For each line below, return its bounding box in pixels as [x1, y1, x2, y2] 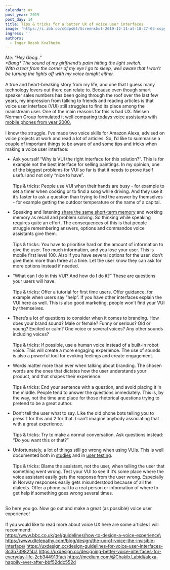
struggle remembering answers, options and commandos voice [12, 225, 145, 231]
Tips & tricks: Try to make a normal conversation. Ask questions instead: [12, 431, 163, 438]
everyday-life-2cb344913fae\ [5, 554, 67, 560]
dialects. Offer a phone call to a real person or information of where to [12, 484, 158, 490]
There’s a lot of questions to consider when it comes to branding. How [12, 315, 159, 321]
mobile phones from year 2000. [5, 119, 71, 125]
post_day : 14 [5, 17, 33, 22]
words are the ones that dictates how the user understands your [12, 367, 147, 374]
